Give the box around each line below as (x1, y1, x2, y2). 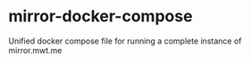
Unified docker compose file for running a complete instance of (8, 35, 242, 46)
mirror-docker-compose (8, 6, 193, 27)
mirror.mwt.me (8, 44, 63, 55)
